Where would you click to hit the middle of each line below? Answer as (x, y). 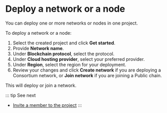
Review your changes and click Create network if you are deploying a (87, 70)
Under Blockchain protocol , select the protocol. (63, 54)
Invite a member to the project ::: (47, 105)
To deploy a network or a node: (39, 33)
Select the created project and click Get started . (64, 43)
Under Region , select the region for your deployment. (69, 64)
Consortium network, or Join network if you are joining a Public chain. (87, 75)
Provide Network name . (38, 48)
